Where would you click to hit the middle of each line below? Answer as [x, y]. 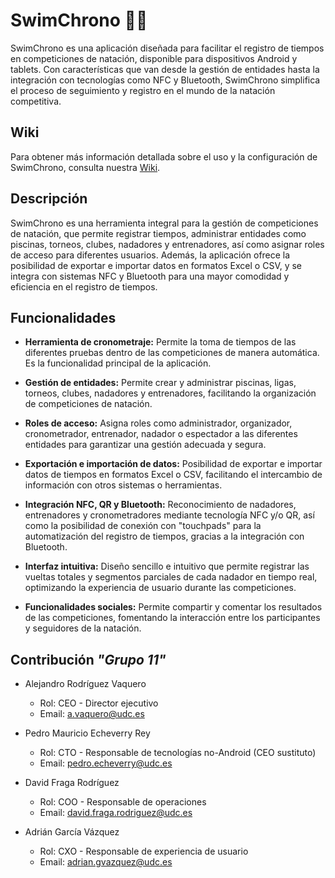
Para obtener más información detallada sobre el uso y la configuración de [164, 156]
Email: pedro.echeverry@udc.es [106, 763]
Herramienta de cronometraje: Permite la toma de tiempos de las [160, 342]
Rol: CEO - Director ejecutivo [99, 703]
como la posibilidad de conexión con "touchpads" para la [143, 526]
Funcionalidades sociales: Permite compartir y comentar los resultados [173, 607]
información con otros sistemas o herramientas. [123, 485]
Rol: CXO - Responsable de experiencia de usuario [144, 851]
